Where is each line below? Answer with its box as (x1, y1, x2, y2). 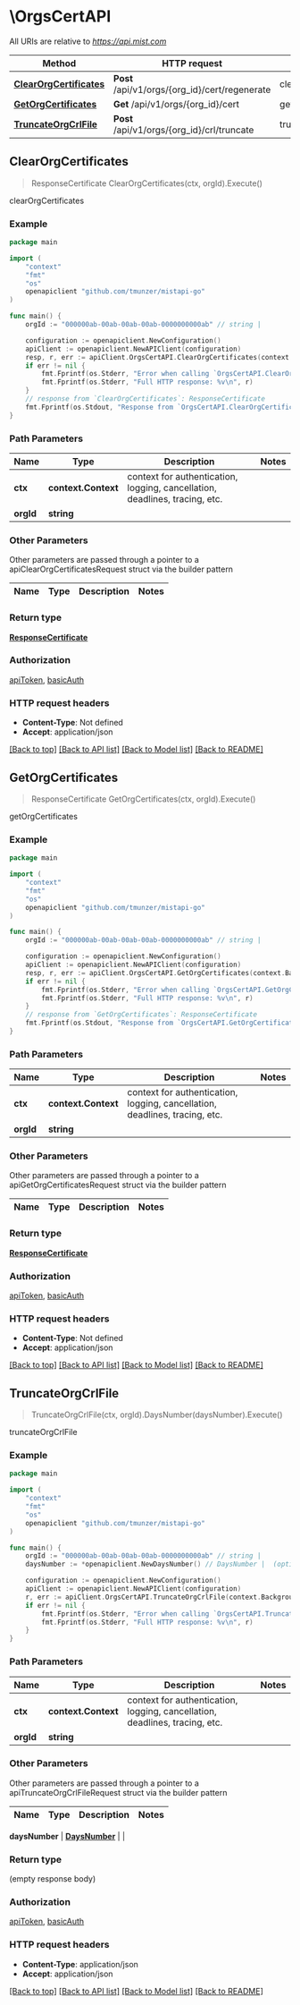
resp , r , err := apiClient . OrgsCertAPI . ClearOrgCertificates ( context (25, 353, 290, 361)
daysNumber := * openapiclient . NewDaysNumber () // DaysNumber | (25, 1559, 266, 1569)
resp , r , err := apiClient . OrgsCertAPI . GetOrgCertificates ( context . (25, 968, 286, 977)
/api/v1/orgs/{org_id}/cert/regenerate (112, 83, 271, 96)
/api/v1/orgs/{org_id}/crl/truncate (112, 123, 254, 136)
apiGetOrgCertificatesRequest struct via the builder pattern (9, 1179, 227, 1191)
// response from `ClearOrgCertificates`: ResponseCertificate (25, 395, 266, 404)
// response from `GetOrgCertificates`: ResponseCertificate (25, 1010, 257, 1019)
